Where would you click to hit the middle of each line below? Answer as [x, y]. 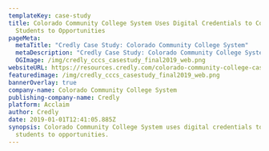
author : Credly [34, 113]
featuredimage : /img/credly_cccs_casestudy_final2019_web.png [114, 75]
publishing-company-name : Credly [64, 97]
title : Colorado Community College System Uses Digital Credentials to [130, 23]
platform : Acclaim [39, 105]
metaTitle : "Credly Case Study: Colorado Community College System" [132, 46]
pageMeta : [25, 38]
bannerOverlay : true [43, 82]
